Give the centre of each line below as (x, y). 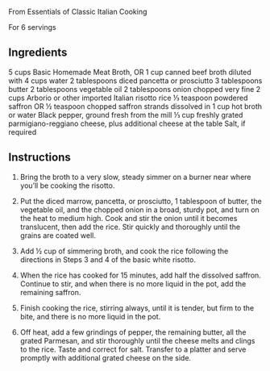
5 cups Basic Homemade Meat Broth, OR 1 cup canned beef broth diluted (130, 72)
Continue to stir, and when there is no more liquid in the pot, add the (133, 283)
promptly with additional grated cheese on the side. (106, 357)
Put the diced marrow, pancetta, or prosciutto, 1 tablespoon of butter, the (141, 201)
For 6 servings (32, 27)
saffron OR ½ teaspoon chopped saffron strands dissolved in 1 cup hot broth (135, 106)
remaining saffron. (50, 292)
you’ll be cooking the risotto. (67, 185)
